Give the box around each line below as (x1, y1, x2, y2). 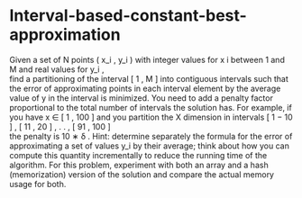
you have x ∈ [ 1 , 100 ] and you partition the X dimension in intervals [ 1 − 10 (9, 112, 293, 122)
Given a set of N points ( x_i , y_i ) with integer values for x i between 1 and (9, 54, 286, 65)
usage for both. (9, 178, 67, 189)
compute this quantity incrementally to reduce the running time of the (9, 149, 268, 160)
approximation (9, 24, 121, 45)
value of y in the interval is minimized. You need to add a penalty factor (9, 92, 273, 103)
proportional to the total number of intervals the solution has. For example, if (9, 102, 293, 112)
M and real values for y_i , (9, 64, 105, 75)
